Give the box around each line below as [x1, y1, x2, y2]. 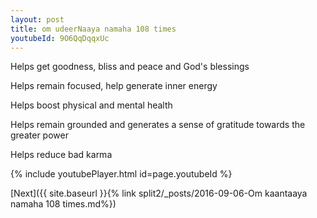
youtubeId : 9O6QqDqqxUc [10, 33, 110, 43]
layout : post [10, 14, 65, 25]
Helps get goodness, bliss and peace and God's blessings [10, 61, 250, 73]
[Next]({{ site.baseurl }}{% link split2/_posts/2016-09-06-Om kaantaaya [10, 187, 308, 200]
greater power [10, 129, 69, 141]
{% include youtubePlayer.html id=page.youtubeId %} [10, 168, 233, 180]
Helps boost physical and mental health [10, 99, 173, 111]
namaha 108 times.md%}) [10, 198, 117, 210]
